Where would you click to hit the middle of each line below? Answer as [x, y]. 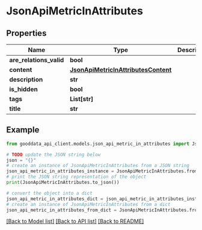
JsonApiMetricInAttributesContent [121, 70]
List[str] [82, 99]
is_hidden [23, 89]
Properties [26, 33]
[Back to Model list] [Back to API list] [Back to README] [75, 221]
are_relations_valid [37, 60]
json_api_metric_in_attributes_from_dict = [62, 210]
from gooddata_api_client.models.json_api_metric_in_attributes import [98, 144]
